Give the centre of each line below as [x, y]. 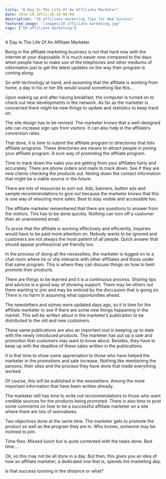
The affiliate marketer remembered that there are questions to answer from [82, 209]
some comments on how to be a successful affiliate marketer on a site [77, 406]
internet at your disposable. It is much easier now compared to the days [79, 57]
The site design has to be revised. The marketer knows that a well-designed [83, 123]
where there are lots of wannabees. [41, 412]
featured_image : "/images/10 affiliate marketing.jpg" [63, 24]
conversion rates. [23, 133]
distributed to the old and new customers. [48, 320]
